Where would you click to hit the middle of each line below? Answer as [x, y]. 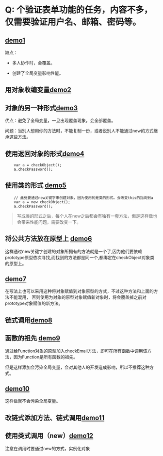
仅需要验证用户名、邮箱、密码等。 [73, 22]
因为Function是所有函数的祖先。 [45, 357]
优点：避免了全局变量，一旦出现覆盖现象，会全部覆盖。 [60, 121]
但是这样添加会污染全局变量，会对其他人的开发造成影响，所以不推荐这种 [77, 367]
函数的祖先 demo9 [33, 338]
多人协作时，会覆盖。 [33, 63]
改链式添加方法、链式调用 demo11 [55, 418]
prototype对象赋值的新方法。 [34, 303]
